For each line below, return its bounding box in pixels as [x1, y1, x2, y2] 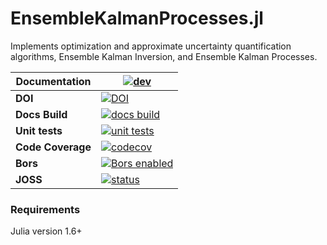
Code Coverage [15, 140, 92, 154]
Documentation [15, 74, 92, 88]
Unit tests [15, 123, 63, 137]
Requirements [10, 202, 81, 216]
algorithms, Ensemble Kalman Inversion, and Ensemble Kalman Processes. [10, 50, 318, 62]
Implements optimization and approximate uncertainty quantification [10, 40, 292, 52]
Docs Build [15, 107, 68, 121]
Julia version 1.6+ [10, 225, 83, 237]
